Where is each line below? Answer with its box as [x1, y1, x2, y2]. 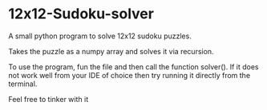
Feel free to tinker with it [8, 94, 89, 104]
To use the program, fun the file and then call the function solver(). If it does [8, 61, 259, 72]
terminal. [8, 79, 38, 88]
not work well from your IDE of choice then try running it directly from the [8, 70, 251, 80]
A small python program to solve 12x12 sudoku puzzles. [8, 31, 192, 41]
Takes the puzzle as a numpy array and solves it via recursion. [8, 46, 214, 56]
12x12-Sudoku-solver [8, 5, 155, 23]
